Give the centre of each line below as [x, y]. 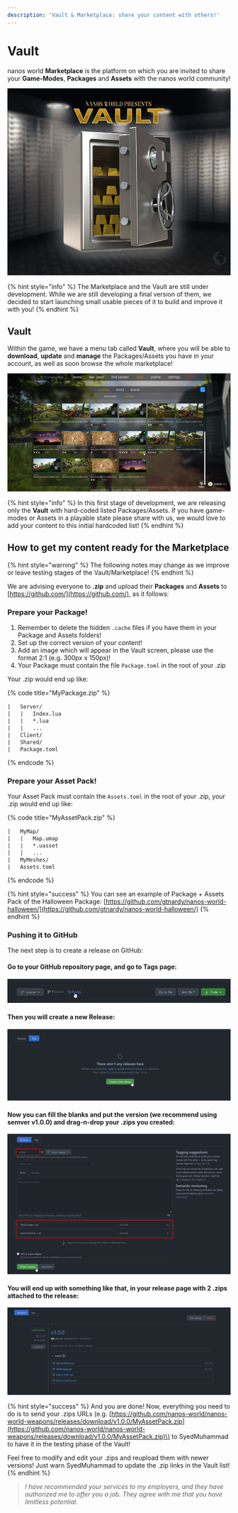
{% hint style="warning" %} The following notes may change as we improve [119, 565]
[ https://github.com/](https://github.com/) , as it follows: [88, 594]
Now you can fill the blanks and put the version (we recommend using [112, 1115]
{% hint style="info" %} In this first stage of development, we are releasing [117, 503]
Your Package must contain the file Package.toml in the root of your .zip [121, 665]
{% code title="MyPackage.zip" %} [59, 693]
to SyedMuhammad [200, 1437]
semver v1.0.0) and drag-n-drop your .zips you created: [91, 1122]
